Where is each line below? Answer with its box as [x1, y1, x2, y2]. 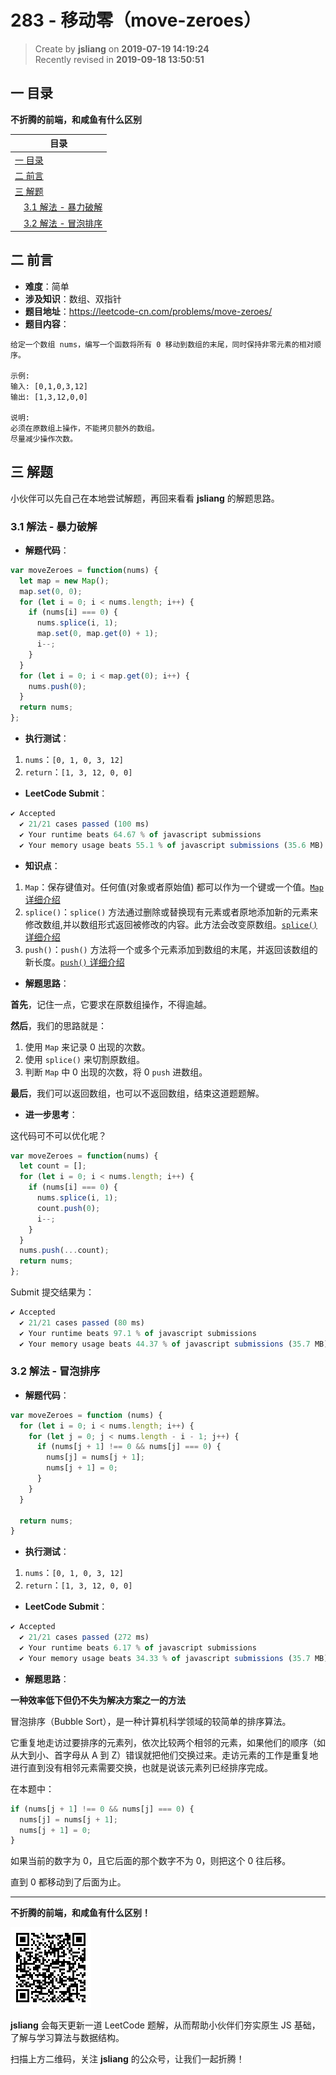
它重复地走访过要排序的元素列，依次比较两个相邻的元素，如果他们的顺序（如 [10, 1736, 326, 1748]
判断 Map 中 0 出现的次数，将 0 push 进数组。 [24, 1066, 208, 1078]
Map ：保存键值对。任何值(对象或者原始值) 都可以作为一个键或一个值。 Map [24, 881, 324, 893]
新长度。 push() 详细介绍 [24, 956, 125, 968]
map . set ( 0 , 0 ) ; [19, 586, 83, 596]
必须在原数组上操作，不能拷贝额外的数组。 [10, 423, 160, 433]
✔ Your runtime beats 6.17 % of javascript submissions [19, 1643, 257, 1653]
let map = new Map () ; [19, 576, 110, 586]
